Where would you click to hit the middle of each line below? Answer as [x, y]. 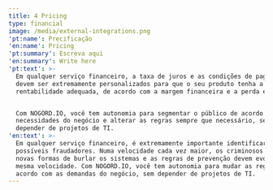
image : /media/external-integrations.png [80, 31]
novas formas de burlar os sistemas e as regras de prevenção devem [134, 158]
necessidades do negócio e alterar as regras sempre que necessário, [136, 121]
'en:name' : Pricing [41, 46]
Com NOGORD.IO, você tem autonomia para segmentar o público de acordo [140, 113]
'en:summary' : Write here [52, 62]
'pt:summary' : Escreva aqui [56, 54]
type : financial [36, 24]
